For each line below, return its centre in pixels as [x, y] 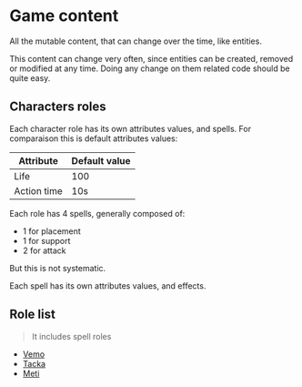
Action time [39, 190]
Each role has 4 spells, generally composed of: [97, 213]
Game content [64, 16]
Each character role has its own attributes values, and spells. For [131, 128]
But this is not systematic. [58, 268]
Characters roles [58, 107]
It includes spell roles [71, 336]
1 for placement [52, 231]
